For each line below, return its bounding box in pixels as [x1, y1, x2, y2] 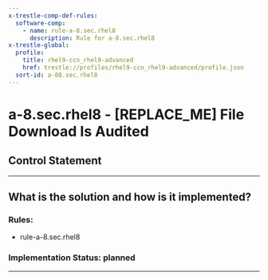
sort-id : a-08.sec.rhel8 [15, 71, 98, 79]
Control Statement [8, 154, 102, 168]
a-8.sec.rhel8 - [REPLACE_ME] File [8, 105, 245, 124]
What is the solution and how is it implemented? [8, 191, 251, 204]
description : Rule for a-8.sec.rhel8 [29, 34, 156, 42]
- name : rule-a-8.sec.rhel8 [22, 26, 116, 34]
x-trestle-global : [8, 41, 69, 49]
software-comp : [15, 19, 66, 27]
